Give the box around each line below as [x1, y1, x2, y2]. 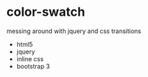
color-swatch [6, 4, 86, 20]
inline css [16, 54, 44, 63]
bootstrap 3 [16, 62, 50, 70]
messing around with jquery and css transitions [6, 27, 142, 35]
